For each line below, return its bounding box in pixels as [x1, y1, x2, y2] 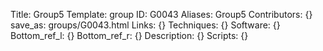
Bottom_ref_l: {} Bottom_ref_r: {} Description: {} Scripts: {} [10, 30, 249, 41]
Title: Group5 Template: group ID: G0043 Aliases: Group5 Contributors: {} [10, 9, 313, 20]
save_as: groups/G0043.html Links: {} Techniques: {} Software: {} [10, 19, 281, 31]
